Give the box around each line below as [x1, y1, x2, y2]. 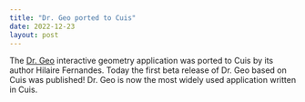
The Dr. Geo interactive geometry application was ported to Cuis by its [9, 56, 274, 66]
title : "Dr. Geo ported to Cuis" [9, 13, 137, 23]
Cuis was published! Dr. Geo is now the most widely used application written [9, 75, 297, 86]
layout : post [9, 30, 59, 39]
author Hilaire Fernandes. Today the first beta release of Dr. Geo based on [9, 65, 287, 76]
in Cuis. [9, 84, 38, 96]
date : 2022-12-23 [9, 22, 76, 31]
